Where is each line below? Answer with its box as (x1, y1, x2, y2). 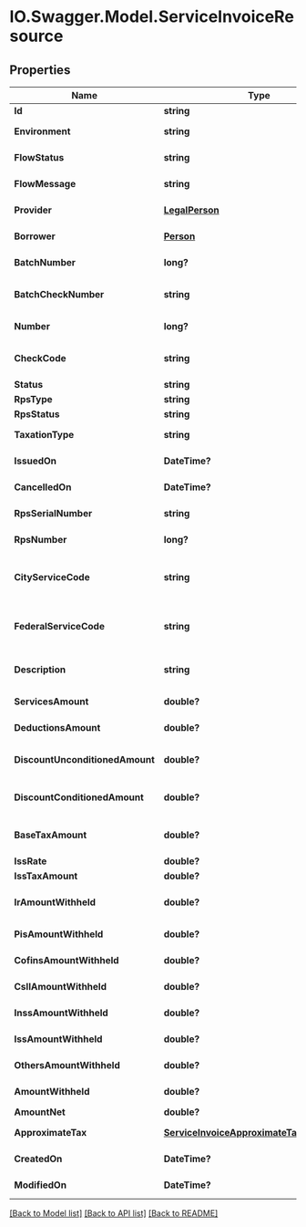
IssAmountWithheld (14, 1033, 103, 1045)
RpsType (14, 393, 53, 405)
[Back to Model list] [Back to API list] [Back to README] (9, 1208, 219, 1219)
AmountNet (14, 1106, 66, 1118)
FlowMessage (14, 178, 76, 190)
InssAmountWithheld (14, 1006, 109, 1019)
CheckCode (14, 352, 66, 364)
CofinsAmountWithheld (14, 954, 120, 966)
